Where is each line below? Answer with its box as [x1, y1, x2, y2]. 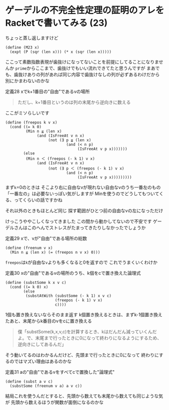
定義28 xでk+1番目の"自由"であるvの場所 [5, 88, 90, 94]
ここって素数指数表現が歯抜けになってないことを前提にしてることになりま [5, 58, 159, 65]
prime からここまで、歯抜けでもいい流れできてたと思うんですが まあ [15, 65, 155, 71]
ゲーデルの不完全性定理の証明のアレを [5, 5, 165, 16]
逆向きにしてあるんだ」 [17, 341, 67, 347]
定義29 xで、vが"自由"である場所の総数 [5, 235, 87, 241]
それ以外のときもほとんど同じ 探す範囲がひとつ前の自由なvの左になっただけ [5, 207, 163, 213]
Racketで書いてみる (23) [5, 17, 108, 29]
